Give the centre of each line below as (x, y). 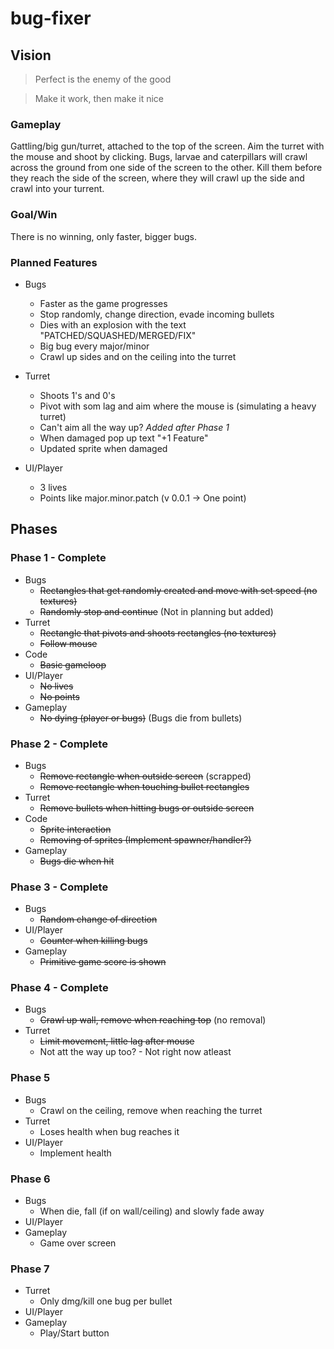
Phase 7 (30, 1269)
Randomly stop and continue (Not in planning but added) (156, 611)
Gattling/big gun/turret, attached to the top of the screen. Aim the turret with (167, 146)
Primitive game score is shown (103, 962)
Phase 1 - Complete (58, 558)
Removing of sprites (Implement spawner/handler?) (145, 839)
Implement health (75, 1153)
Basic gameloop (73, 664)
